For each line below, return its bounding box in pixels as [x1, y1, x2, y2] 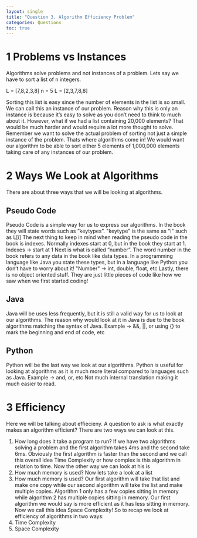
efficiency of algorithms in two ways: [14, 512, 104, 520]
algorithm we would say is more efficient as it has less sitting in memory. [14, 500, 190, 507]
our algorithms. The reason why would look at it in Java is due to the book [6, 316, 185, 323]
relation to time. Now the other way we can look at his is [14, 462, 151, 470]
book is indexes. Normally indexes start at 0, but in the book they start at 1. [6, 240, 186, 247]
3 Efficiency [6, 401, 66, 414]
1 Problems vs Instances [6, 51, 127, 63]
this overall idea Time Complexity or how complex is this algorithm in [14, 456, 181, 463]
